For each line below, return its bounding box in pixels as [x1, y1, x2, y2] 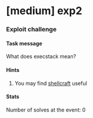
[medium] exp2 [6, 4, 82, 18]
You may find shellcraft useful [14, 80, 87, 87]
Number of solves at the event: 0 [6, 106, 86, 113]
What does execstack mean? [6, 53, 77, 60]
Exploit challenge [6, 25, 57, 34]
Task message [6, 40, 42, 47]
